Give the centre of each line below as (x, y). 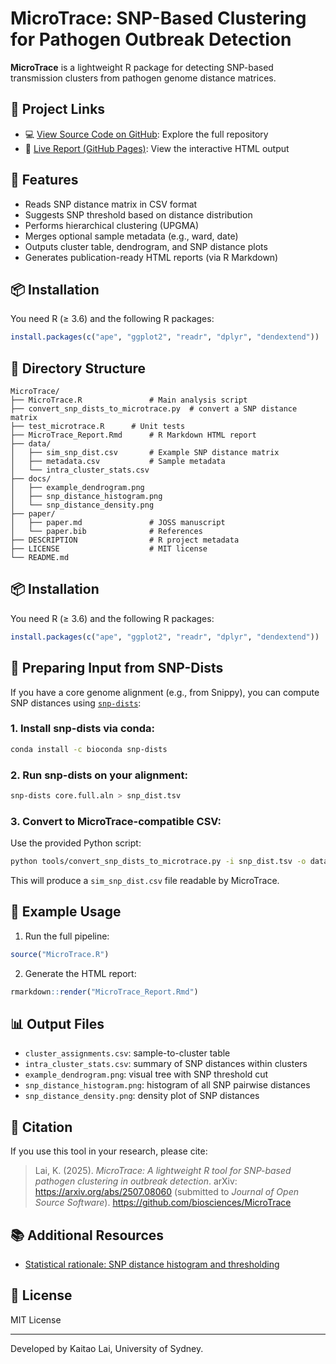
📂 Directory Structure (78, 368)
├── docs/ (31, 479)
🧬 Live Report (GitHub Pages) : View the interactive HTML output (157, 148)
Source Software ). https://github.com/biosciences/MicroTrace (163, 1203)
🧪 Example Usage (66, 912)
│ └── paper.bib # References (106, 532)
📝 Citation (41, 1127)
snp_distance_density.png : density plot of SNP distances (142, 1096)
